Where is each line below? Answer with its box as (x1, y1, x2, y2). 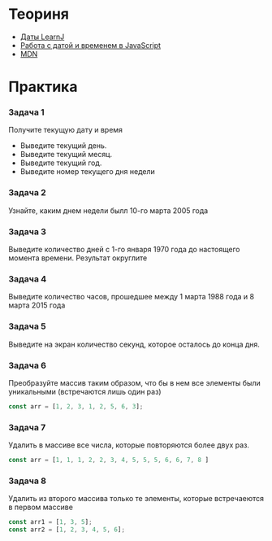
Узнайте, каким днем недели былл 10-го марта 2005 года (8, 205, 209, 216)
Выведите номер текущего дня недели (19, 167, 156, 177)
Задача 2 (8, 187, 46, 199)
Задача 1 (8, 107, 45, 118)
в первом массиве (8, 502, 73, 513)
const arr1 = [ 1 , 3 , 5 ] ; (8, 518, 93, 526)
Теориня (8, 5, 69, 24)
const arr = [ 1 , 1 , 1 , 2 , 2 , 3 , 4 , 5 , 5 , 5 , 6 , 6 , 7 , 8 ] (8, 456, 209, 465)
